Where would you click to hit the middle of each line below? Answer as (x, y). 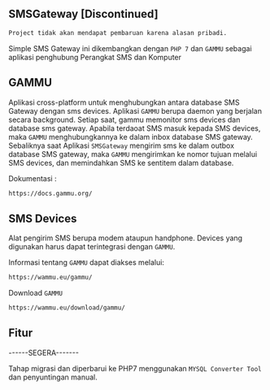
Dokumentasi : (33, 178)
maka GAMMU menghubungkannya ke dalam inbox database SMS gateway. (131, 136)
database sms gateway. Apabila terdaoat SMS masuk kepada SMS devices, (135, 128)
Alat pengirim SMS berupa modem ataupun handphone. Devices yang (125, 238)
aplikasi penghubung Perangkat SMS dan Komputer (95, 57)
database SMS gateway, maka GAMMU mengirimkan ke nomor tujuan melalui (133, 154)
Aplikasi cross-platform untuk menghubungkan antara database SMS (124, 102)
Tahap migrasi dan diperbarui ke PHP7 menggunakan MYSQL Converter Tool (135, 368)
